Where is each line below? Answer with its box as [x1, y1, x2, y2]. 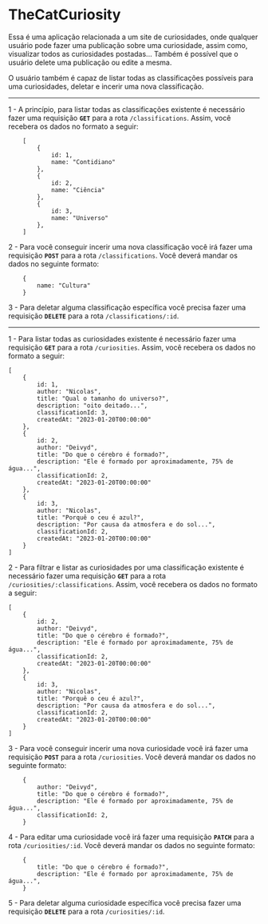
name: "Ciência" [50, 186, 105, 194]
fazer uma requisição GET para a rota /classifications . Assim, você [8, 113, 231, 122]
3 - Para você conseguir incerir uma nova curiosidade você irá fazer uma [8, 743, 249, 753]
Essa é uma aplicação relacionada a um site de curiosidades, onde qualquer [8, 32, 258, 42]
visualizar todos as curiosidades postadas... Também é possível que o [8, 49, 238, 58]
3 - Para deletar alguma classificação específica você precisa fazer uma [8, 302, 246, 312]
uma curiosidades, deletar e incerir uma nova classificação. [8, 82, 204, 91]
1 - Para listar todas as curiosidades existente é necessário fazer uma [8, 334, 237, 343]
